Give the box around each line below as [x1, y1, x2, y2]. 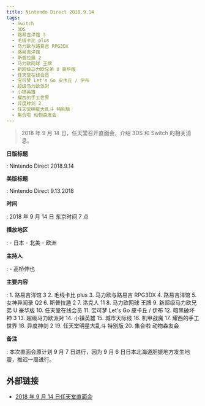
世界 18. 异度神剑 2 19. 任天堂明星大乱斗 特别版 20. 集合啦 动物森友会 [6, 322, 179, 329]
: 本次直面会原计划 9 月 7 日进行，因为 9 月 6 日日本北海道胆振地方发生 [6, 348, 185, 356]
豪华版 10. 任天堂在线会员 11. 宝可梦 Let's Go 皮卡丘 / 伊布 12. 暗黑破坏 [18, 306, 195, 314]
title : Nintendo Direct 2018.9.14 [6, 9, 95, 15]
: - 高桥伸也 [6, 265, 35, 273]
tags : [6, 15, 20, 21]
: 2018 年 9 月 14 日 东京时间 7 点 [6, 213, 89, 221]
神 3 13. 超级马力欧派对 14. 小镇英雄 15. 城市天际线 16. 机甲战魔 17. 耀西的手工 [6, 314, 199, 322]
